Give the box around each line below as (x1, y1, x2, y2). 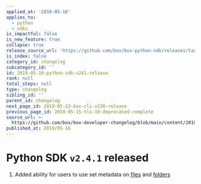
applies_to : (6, 14, 36, 20)
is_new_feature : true (6, 36, 60, 42)
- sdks (11, 25, 28, 32)
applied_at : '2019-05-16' (6, 8, 71, 15)
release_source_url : (6, 48, 58, 54)
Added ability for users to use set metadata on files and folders (14, 171, 170, 178)
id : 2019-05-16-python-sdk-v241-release (6, 70, 109, 76)
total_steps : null (6, 81, 52, 87)
